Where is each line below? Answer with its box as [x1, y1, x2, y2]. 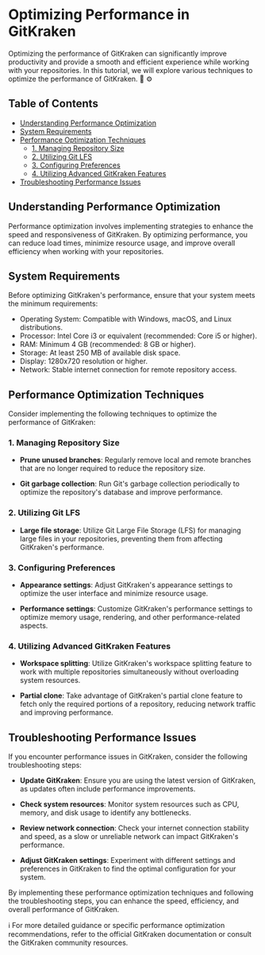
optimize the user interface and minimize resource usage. [19, 589, 209, 599]
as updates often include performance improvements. [19, 784, 196, 794]
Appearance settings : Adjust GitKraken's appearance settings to [19, 580, 233, 590]
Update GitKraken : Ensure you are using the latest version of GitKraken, [19, 776, 256, 785]
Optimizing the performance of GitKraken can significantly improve [8, 48, 228, 58]
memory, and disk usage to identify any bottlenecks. [19, 808, 192, 818]
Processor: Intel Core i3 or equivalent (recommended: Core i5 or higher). [19, 331, 258, 341]
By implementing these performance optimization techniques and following [8, 888, 254, 898]
